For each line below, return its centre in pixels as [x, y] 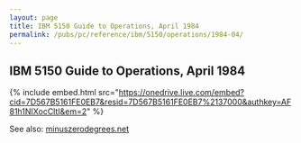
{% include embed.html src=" [64, 93]
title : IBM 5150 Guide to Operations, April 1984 [105, 26]
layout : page [34, 18]
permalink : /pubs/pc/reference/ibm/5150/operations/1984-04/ [127, 34]
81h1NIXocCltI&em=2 [48, 112]
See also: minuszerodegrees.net [69, 129]
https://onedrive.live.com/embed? [182, 93]
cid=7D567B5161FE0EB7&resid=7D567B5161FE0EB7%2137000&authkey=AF [150, 102]
